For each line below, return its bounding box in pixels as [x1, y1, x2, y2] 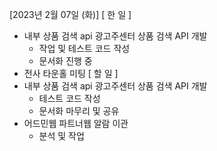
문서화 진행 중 [38, 55, 93, 67]
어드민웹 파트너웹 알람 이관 [23, 118, 129, 129]
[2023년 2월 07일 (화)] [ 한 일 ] [9, 9, 132, 20]
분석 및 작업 [38, 130, 85, 142]
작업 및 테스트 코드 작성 [38, 43, 131, 54]
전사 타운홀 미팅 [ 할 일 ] [23, 68, 119, 79]
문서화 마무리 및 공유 [38, 105, 120, 117]
